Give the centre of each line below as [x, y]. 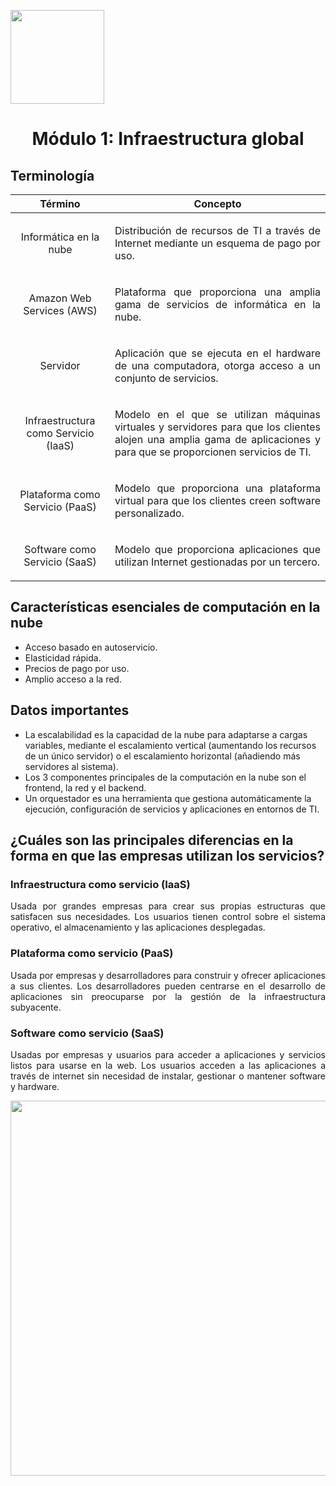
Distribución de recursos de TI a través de [217, 230]
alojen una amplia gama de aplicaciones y [217, 439]
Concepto [217, 203]
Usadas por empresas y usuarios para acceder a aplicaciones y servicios [168, 1054]
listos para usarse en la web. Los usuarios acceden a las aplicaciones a [168, 1065]
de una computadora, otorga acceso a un [217, 365]
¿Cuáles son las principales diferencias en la [152, 840]
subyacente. [36, 1007]
